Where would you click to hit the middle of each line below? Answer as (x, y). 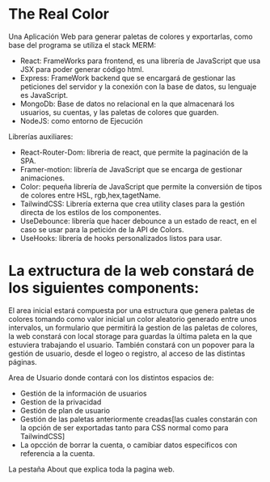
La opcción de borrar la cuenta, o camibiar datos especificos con (129, 445)
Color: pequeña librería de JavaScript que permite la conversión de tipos (141, 186)
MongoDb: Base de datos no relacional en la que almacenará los (127, 104)
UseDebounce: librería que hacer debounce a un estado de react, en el (138, 221)
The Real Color (59, 14)
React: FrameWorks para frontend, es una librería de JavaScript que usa (140, 61)
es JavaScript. (44, 95)
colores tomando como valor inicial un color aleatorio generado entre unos (133, 319)
